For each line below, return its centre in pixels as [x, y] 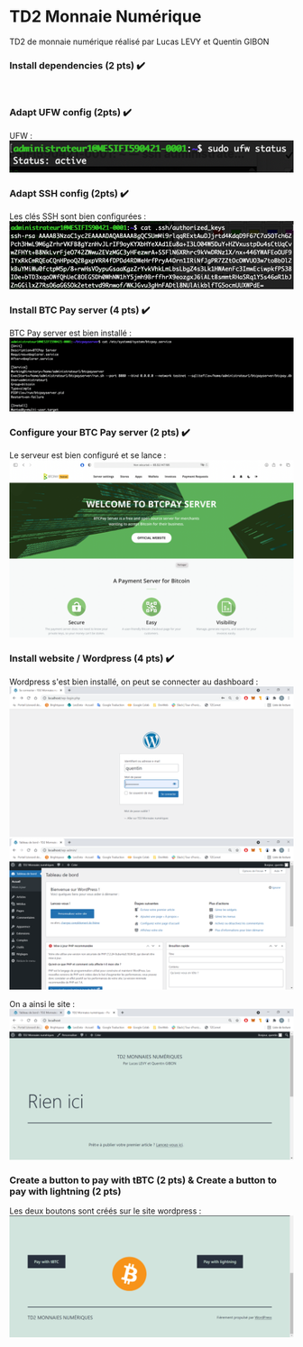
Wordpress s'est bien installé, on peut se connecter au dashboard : [134, 682]
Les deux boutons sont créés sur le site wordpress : [106, 1211]
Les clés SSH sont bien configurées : [78, 216]
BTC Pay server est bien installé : [71, 333]
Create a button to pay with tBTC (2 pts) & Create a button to [143, 1180]
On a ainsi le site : [42, 1004]
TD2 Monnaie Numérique [106, 17]
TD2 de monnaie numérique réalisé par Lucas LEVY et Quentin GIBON [139, 41]
